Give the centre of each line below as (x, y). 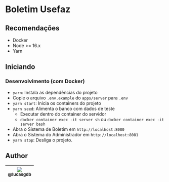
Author (16, 156)
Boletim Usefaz (38, 9)
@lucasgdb (19, 174)
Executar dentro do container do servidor (63, 114)
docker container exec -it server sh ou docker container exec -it (92, 119)
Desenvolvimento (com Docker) (45, 81)
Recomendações (32, 28)
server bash (33, 124)
